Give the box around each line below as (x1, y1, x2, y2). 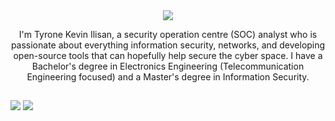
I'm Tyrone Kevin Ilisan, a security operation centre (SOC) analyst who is (18, 29, 318, 40)
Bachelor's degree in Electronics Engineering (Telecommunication (31, 60, 305, 72)
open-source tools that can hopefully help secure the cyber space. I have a (13, 50, 323, 61)
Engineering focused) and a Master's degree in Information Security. (26, 71, 310, 83)
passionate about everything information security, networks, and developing (10, 39, 326, 51)
